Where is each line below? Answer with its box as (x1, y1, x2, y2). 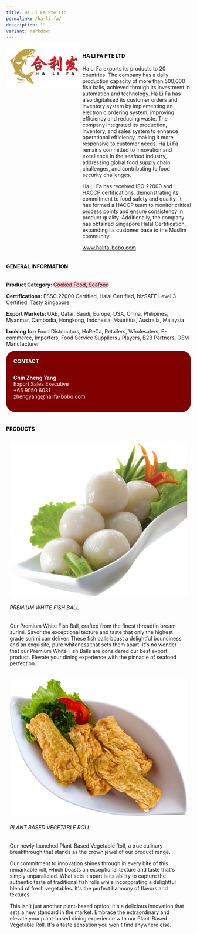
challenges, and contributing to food (82, 165, 170, 172)
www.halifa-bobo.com (82, 244, 137, 251)
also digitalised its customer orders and (82, 96, 178, 104)
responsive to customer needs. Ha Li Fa (82, 140, 179, 147)
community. (82, 233, 111, 240)
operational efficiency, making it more (82, 134, 174, 141)
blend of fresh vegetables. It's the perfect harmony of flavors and (9, 885, 168, 892)
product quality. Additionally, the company (82, 214, 185, 221)
